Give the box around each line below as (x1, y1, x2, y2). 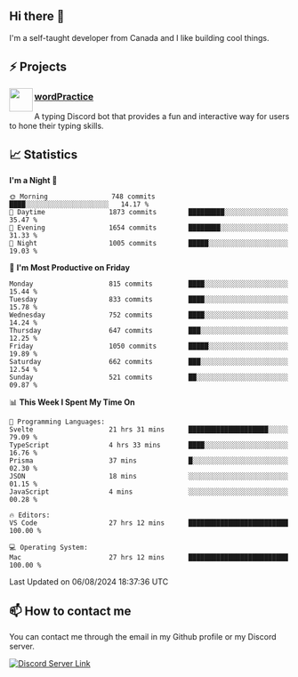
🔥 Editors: (9, 511, 51, 520)
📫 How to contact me (9, 603, 132, 618)
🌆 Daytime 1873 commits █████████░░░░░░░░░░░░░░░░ (9, 208, 289, 217)
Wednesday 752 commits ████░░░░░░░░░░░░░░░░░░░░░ (9, 310, 289, 320)
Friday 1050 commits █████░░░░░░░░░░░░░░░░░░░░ (9, 342, 289, 351)
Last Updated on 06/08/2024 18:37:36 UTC (9, 576, 169, 587)
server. (9, 641, 36, 652)
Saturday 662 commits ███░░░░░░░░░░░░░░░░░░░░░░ (9, 358, 289, 367)
